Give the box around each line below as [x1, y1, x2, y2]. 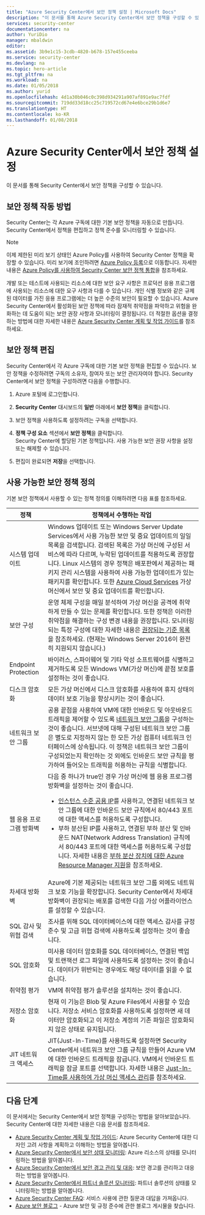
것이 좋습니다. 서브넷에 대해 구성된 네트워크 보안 [48, 724, 178, 732]
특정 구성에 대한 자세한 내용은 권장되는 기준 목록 [60, 626, 190, 634]
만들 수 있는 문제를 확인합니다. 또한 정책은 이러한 [60, 607, 192, 616]
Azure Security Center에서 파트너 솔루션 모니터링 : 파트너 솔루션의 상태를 [15, 1180, 190, 1187]
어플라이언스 [158, 896, 193, 905]
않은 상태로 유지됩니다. [54, 1024, 117, 1033]
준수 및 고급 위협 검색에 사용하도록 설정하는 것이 [48, 926, 178, 935]
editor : [6, 43, 26, 49]
